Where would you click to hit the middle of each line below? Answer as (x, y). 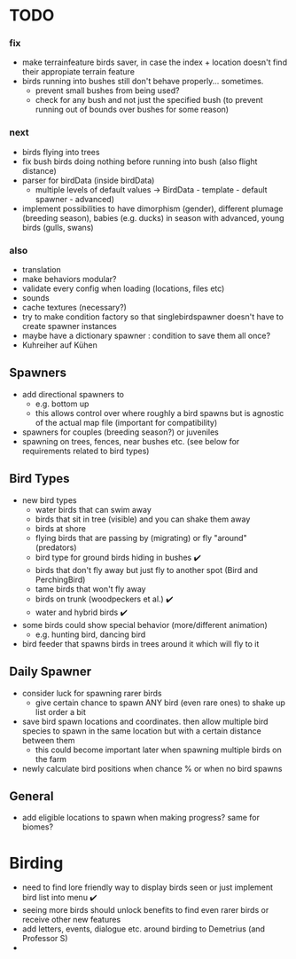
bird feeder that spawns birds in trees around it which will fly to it (140, 643)
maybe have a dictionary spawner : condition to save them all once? (146, 336)
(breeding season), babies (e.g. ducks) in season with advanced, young (153, 217)
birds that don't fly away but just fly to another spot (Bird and (147, 570)
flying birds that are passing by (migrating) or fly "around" (141, 538)
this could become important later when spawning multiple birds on (158, 750)
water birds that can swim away (93, 509)
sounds (36, 298)
